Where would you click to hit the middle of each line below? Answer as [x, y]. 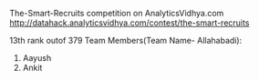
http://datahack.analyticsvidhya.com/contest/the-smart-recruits [129, 23]
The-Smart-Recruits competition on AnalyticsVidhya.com [117, 13]
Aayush [37, 58]
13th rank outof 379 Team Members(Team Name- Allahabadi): [126, 40]
